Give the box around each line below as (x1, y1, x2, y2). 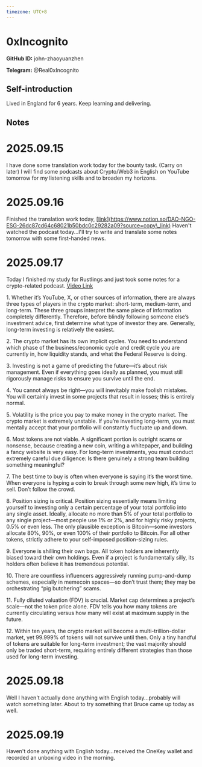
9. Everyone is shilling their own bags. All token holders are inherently (6, 547, 179, 555)
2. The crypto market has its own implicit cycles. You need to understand (6, 337, 188, 344)
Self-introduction (6, 84, 73, 94)
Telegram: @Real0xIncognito (6, 66, 80, 74)
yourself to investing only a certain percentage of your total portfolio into (6, 503, 187, 511)
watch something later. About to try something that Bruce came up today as (6, 700, 195, 707)
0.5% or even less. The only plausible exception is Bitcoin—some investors (6, 523, 192, 530)
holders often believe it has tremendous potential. (6, 560, 130, 567)
